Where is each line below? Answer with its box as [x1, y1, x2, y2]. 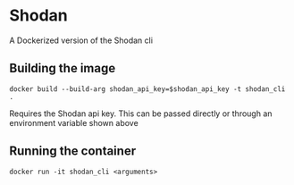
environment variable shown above [9, 117, 139, 128]
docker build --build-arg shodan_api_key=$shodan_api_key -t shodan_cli [9, 84, 286, 94]
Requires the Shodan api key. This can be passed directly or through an [9, 108, 273, 119]
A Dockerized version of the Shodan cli [9, 35, 154, 46]
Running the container [9, 144, 137, 159]
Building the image [9, 61, 116, 76]
